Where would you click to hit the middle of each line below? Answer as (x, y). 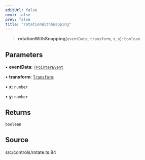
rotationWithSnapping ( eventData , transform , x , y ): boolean (79, 39)
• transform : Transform (29, 77)
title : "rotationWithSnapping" (38, 24)
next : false (18, 15)
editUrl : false (21, 10)
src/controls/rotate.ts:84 (31, 152)
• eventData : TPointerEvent (34, 67)
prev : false (18, 19)
